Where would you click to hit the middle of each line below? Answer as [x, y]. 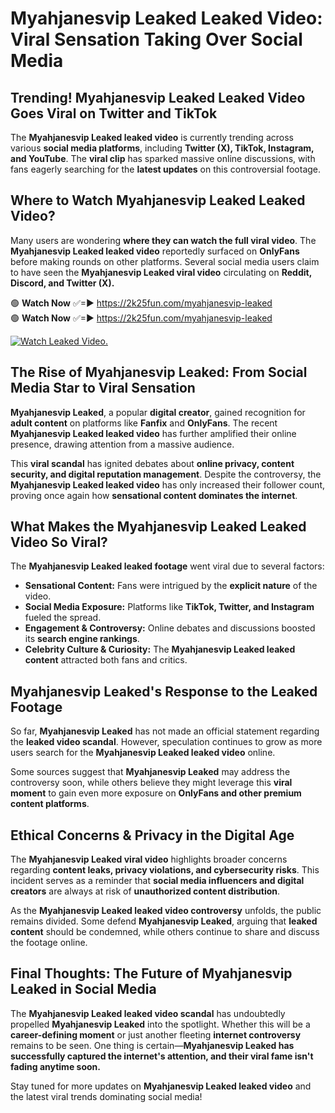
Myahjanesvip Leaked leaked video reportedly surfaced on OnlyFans [155, 251]
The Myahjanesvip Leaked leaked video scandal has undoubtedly [148, 1013]
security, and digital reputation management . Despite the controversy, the [166, 474]
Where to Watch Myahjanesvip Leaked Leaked [158, 200]
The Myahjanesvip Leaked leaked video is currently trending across [152, 137]
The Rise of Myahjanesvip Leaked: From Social [159, 372]
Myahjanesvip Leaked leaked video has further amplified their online [153, 433]
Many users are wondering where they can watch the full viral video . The [163, 240]
